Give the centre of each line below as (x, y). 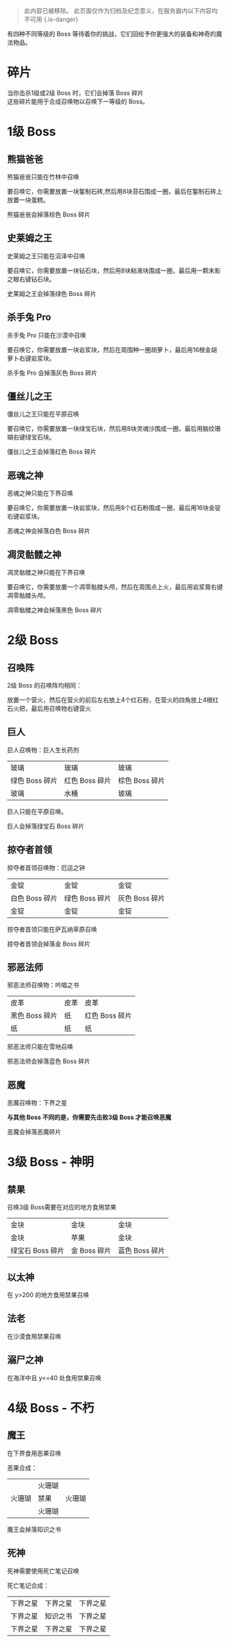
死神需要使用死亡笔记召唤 (43, 1570)
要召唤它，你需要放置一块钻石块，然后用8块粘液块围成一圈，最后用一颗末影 (114, 271)
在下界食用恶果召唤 (34, 1453)
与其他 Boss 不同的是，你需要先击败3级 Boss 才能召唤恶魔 (89, 1117)
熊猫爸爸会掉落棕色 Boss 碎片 (49, 214)
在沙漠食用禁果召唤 (34, 1336)
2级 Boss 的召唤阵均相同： (44, 685)
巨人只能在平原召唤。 (37, 812)
